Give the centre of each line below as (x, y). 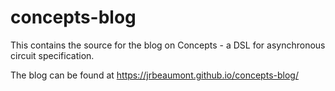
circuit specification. (52, 55)
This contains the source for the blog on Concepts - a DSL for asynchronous (168, 45)
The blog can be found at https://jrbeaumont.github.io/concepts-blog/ (154, 75)
